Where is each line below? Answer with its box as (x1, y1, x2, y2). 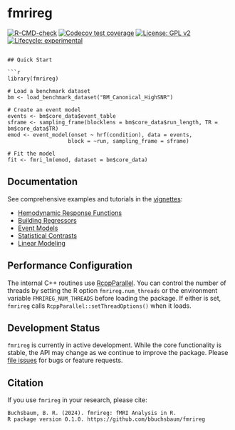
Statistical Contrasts (17, 231, 77, 240)
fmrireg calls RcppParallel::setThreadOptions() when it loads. (7, 301, 192, 310)
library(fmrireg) (7, 75, 59, 82)
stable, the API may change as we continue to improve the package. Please (7, 349, 229, 357)
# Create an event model (7, 106, 81, 114)
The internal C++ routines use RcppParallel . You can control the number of (7, 279, 226, 287)
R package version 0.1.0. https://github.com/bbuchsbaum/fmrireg (7, 416, 205, 423)
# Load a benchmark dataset (7, 87, 91, 94)
